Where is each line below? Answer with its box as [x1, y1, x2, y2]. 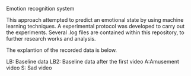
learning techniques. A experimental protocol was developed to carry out [6, 23, 185, 29]
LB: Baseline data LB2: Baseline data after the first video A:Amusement [6, 58, 179, 65]
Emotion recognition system [6, 5, 75, 12]
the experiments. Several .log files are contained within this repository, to [6, 29, 185, 36]
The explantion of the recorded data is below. [6, 47, 117, 54]
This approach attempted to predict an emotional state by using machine [6, 16, 184, 23]
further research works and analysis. [6, 35, 96, 42]
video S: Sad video [6, 64, 52, 71]
